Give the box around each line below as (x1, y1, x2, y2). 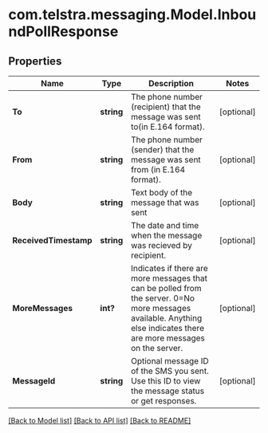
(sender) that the (130, 144, 195, 155)
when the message (130, 230, 203, 241)
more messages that (130, 273, 207, 284)
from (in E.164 (130, 164, 186, 175)
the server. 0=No (130, 293, 195, 304)
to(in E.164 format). (130, 121, 205, 132)
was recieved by (130, 240, 193, 250)
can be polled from (130, 283, 202, 293)
